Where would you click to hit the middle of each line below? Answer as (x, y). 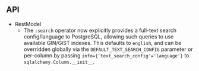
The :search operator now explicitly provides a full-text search (100, 30)
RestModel (28, 24)
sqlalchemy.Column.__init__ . (59, 62)
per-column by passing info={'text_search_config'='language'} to (106, 55)
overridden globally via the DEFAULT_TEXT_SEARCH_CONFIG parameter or (108, 49)
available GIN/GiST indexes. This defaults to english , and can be (102, 43)
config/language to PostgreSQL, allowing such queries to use (99, 36)
